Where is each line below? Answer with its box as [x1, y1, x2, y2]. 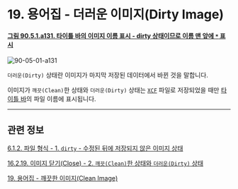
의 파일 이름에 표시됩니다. [25, 94, 97, 103]
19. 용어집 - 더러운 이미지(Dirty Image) [7, 6, 225, 23]
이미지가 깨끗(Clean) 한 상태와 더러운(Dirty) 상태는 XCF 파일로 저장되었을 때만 [7, 86, 220, 94]
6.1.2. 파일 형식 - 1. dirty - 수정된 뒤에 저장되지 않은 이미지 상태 [7, 144, 183, 152]
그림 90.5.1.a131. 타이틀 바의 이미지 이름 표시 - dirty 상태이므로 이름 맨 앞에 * [7, 31, 219, 39]
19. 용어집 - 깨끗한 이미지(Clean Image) [7, 174, 118, 183]
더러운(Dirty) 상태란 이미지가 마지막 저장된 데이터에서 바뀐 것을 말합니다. [7, 71, 209, 80]
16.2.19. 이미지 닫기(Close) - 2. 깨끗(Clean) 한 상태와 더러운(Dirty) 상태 [7, 159, 204, 168]
